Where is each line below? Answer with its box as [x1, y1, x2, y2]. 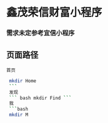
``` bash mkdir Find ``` [8, 95, 72, 101]
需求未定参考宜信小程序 [6, 29, 75, 37]
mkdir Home [8, 77, 36, 84]
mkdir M [8, 112, 29, 118]
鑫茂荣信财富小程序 [6, 5, 103, 19]
